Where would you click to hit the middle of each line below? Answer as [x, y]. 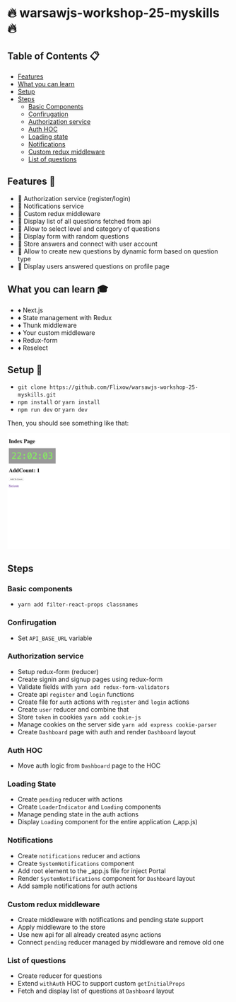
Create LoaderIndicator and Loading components [89, 807]
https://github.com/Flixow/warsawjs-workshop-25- [124, 387]
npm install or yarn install [59, 402]
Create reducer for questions [60, 976]
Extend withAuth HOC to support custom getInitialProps [101, 984]
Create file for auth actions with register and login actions [103, 702]
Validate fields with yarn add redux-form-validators [93, 687]
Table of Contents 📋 [54, 56]
